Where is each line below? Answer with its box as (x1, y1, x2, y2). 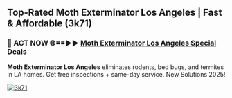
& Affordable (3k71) (7, 18, 92, 30)
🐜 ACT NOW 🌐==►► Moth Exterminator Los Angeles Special (7, 39, 217, 48)
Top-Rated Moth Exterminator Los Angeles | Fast (7, 7, 222, 19)
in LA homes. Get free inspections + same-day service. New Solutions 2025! (7, 70, 226, 78)
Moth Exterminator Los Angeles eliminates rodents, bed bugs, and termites (7, 63, 224, 71)
